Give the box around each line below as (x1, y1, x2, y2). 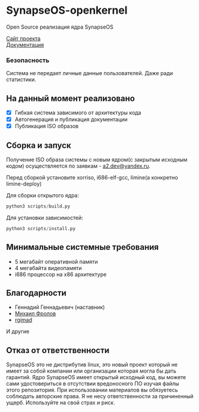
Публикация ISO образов (14, 123, 79, 130)
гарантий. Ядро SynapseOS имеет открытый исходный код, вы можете (6, 374, 187, 381)
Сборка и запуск (6, 140, 71, 150)
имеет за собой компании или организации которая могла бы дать (6, 367, 176, 374)
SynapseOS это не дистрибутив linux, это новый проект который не (6, 361, 178, 368)
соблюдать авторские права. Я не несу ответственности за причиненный (6, 393, 194, 400)
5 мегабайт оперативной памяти (14, 258, 98, 265)
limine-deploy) (6, 180, 42, 188)
